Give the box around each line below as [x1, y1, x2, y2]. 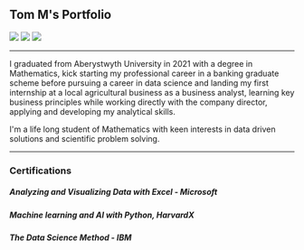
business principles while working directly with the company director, [9, 97, 268, 107]
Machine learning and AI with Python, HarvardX [9, 209, 195, 220]
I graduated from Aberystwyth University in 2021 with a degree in [9, 58, 253, 69]
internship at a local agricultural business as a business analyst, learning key [9, 87, 295, 97]
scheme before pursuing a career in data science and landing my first [9, 77, 269, 88]
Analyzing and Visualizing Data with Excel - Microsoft [9, 187, 218, 198]
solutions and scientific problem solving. [9, 133, 160, 144]
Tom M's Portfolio [9, 7, 111, 23]
